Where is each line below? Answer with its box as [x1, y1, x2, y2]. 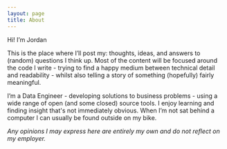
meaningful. [7, 78, 42, 86]
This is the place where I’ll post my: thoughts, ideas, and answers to [7, 49, 201, 57]
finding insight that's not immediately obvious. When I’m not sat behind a [7, 106, 215, 115]
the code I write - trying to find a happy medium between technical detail [7, 63, 215, 72]
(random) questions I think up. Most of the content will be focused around [7, 56, 218, 64]
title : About [7, 17, 45, 23]
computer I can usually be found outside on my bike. [7, 113, 157, 121]
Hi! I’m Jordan [7, 35, 47, 43]
